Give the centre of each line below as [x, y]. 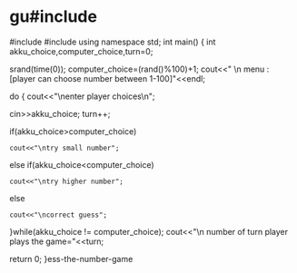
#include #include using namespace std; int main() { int [113, 42]
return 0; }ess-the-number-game [71, 258]
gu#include [54, 17]
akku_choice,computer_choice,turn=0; [81, 51]
